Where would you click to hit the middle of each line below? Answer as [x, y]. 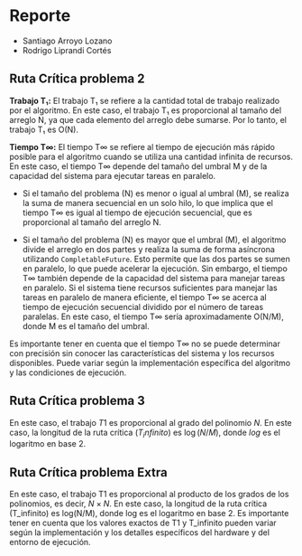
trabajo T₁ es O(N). [44, 129]
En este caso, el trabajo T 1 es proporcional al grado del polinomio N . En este [151, 422]
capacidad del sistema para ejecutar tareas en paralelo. [113, 175]
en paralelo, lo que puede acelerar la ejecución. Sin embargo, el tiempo [155, 269]
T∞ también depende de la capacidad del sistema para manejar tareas [154, 278]
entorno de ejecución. [50, 542]
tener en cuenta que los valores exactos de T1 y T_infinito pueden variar [143, 523]
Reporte [40, 16]
